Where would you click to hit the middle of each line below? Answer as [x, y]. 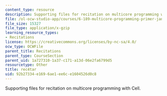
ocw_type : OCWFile [24, 47]
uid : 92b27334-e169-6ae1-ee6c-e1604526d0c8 [51, 74]
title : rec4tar [21, 70]
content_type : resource [30, 10]
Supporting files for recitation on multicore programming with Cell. [73, 88]
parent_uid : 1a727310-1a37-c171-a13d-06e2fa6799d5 [59, 60]
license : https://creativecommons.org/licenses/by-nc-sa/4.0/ [71, 42]
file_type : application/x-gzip [38, 28]
